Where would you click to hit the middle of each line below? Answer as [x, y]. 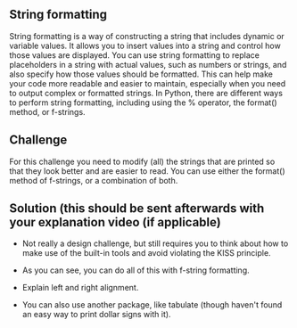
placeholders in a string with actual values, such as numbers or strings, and [148, 64]
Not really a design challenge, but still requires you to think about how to [155, 243]
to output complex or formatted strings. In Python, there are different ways [146, 93]
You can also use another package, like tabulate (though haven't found [152, 305]
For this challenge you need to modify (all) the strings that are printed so [142, 161]
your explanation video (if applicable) [115, 222]
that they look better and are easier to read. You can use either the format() [147, 171]
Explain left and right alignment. [80, 288]
